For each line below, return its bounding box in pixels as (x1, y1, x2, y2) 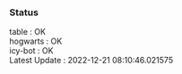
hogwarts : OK (9, 36, 63, 46)
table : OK (9, 27, 47, 37)
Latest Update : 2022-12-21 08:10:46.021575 (9, 55, 173, 66)
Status (9, 6, 39, 19)
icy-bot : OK (9, 45, 54, 56)
